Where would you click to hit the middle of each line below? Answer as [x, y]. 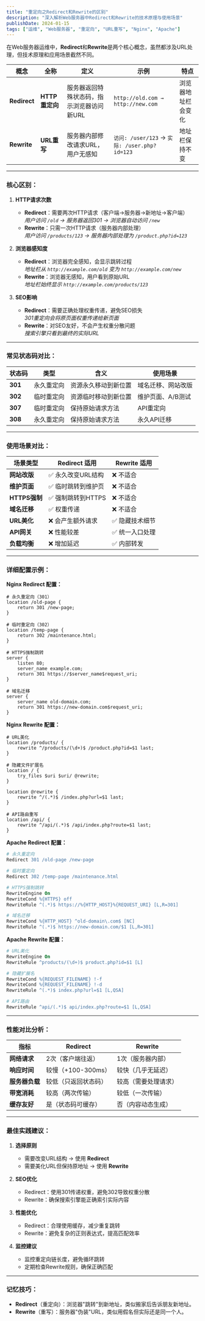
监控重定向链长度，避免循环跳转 [64, 1259]
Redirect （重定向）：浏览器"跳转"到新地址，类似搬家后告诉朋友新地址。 [105, 1304]
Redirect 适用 [77, 463]
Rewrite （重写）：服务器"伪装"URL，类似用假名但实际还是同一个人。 [101, 1312]
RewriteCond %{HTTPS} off [39, 899]
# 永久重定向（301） [29, 597]
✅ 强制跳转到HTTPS [77, 498]
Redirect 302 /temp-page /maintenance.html [63, 877]
